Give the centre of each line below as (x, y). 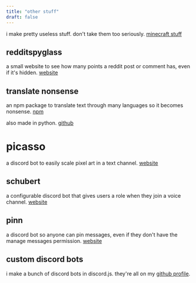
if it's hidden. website (32, 73)
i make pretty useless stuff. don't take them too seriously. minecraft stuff (94, 34)
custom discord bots (45, 259)
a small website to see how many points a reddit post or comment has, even (98, 66)
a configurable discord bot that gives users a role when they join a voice (94, 195)
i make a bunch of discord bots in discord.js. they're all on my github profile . (98, 274)
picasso (26, 147)
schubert (23, 182)
